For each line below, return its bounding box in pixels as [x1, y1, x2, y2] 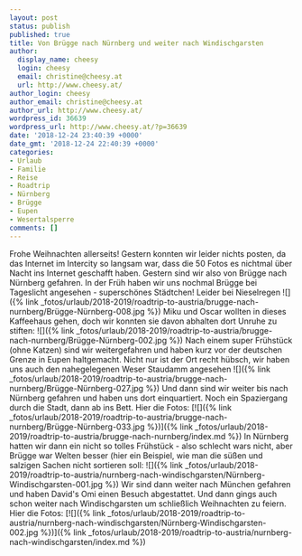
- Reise [9, 173, 39, 182]
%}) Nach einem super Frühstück [169, 335, 293, 345]
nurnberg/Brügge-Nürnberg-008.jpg [9, 306, 146, 316]
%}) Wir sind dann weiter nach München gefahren [105, 478, 291, 489]
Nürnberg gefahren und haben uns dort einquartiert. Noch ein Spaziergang [9, 392, 288, 403]
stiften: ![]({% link [9, 325, 75, 335]
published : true [9, 30, 70, 39]
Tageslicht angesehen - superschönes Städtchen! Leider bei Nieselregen [9, 287, 281, 297]
